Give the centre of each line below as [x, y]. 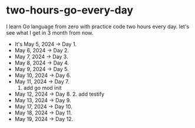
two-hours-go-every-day [70, 10]
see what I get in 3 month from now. [50, 32]
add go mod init [42, 87]
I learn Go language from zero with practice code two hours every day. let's [98, 26]
